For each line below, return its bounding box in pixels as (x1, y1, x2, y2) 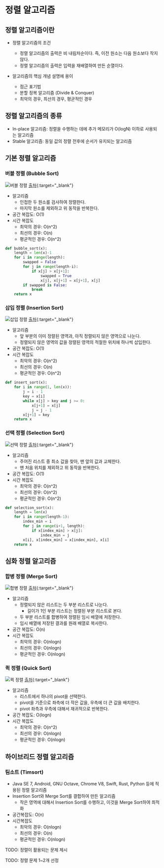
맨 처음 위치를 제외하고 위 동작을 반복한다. (19, 464, 100, 470)
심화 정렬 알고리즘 (5, 557, 56, 565)
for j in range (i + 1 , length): (23, 524, 85, 529)
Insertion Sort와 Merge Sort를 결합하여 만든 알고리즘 (12, 793, 116, 799)
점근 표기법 (19, 83, 41, 89)
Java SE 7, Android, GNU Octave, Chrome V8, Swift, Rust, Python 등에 (12, 781, 154, 787)
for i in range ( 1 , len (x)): (14, 385, 72, 390)
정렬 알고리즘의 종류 (5, 112, 62, 120)
